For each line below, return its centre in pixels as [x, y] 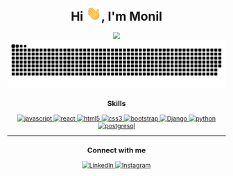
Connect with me [116, 150]
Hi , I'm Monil [116, 17]
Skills [116, 103]
